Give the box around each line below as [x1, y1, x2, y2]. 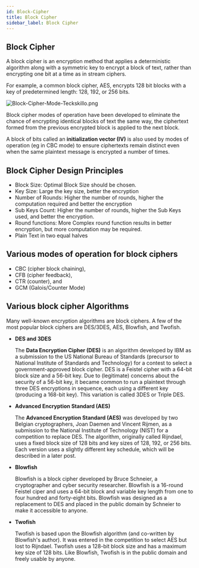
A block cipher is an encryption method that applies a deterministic [6, 58, 171, 65]
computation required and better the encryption [14, 200, 132, 207]
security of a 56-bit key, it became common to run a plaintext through [14, 378, 186, 385]
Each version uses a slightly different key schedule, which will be [14, 445, 175, 453]
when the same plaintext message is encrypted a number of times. [6, 148, 170, 156]
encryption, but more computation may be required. [14, 226, 142, 232]
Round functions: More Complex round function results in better [14, 219, 172, 226]
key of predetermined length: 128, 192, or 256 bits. [6, 88, 130, 95]
